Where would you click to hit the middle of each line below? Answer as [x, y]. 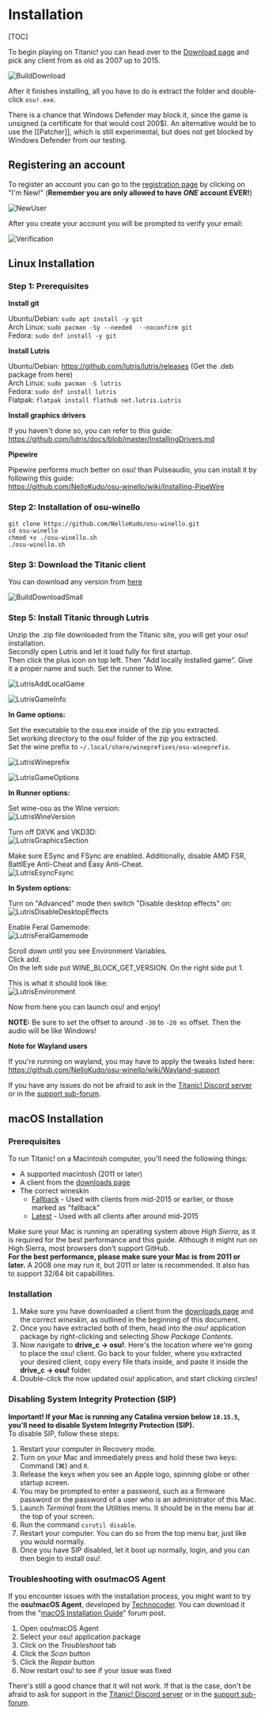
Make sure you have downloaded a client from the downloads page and [136, 1311]
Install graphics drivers [47, 415]
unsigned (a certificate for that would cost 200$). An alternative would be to [132, 123]
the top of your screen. [57, 1516]
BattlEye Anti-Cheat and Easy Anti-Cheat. [76, 864]
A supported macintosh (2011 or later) [81, 1174]
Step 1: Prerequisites [49, 286]
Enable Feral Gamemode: [49, 927]
